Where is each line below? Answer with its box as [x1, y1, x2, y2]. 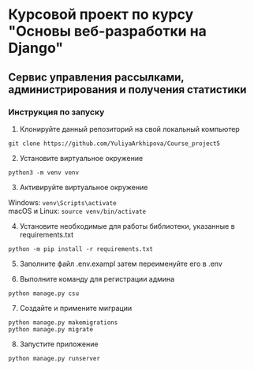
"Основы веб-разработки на [8, 22, 207, 40]
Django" [8, 39, 64, 57]
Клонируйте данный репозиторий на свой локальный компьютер [19, 124, 241, 133]
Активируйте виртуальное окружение [19, 182, 148, 192]
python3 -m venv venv [8, 168, 80, 177]
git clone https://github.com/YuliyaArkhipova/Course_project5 [8, 140, 221, 148]
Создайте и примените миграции [19, 303, 133, 312]
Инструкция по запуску [8, 107, 105, 118]
